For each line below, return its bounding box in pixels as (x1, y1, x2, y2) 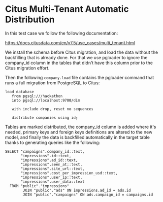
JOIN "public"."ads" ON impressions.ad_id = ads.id (23, 188, 131, 193)
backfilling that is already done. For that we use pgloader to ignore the (5, 54, 148, 60)
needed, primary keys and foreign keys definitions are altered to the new (5, 129, 153, 135)
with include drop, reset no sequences (11, 106, 94, 111)
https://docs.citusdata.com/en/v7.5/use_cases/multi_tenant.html (5, 39, 135, 45)
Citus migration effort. (5, 65, 50, 71)
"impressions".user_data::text (20, 179, 85, 184)
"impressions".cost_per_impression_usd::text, (20, 170, 118, 175)
